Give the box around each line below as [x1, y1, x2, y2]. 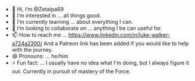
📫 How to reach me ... [11, 32, 67, 38]
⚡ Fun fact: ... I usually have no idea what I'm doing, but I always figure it [11, 60, 189, 66]
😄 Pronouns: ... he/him [11, 52, 68, 60]
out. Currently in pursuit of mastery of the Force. [11, 68, 131, 74]
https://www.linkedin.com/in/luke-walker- [68, 32, 171, 38]
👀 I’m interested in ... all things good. [11, 12, 101, 19]
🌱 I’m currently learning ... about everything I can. [11, 18, 133, 25]
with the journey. [11, 46, 54, 53]
